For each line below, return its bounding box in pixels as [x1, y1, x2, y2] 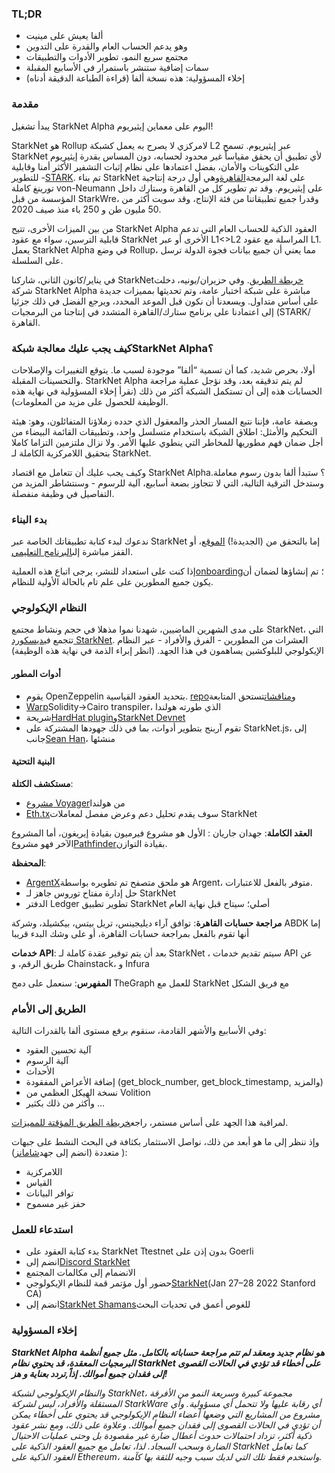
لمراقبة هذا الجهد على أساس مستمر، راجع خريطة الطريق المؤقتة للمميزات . [11, 1117, 289, 1129]
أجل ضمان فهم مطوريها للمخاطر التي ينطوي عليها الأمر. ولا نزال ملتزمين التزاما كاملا [11, 436, 324, 448]
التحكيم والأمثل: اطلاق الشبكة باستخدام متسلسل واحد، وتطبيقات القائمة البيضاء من [11, 425, 318, 437]
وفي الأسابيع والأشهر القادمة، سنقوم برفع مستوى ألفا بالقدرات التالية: [11, 1025, 267, 1037]
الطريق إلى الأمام [11, 1002, 86, 1016]
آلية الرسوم [25, 1055, 69, 1067]
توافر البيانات [25, 1187, 74, 1199]
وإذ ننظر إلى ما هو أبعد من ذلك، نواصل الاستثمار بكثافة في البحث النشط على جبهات [11, 1136, 320, 1148]
